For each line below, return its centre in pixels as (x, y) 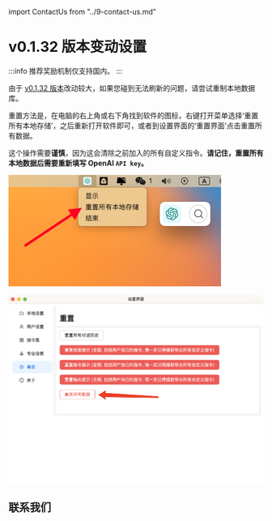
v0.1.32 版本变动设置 (78, 47)
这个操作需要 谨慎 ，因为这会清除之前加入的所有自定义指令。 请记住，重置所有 (136, 152)
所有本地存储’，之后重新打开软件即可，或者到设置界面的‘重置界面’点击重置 (132, 126)
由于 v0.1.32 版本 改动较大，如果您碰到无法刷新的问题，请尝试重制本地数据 (132, 88)
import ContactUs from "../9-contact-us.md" (82, 12)
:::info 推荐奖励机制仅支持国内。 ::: (66, 70)
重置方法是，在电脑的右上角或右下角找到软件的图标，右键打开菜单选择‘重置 (134, 115)
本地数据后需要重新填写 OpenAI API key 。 (78, 163)
